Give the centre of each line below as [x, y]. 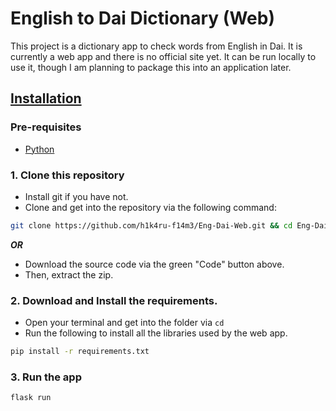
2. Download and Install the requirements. [114, 300]
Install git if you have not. [76, 196]
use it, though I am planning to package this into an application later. [151, 67]
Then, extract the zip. [69, 274]
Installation [46, 98]
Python [39, 149]
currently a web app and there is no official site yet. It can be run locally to [163, 56]
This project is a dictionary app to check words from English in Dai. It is [156, 46]
